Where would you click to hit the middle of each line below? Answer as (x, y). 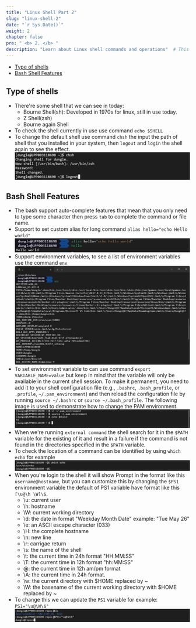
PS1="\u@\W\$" (32, 606)
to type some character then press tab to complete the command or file (100, 216)
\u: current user (42, 500)
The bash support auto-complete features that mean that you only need (101, 210)
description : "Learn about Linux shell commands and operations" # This (98, 50)
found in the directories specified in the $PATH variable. (80, 445)
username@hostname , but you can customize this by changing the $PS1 (97, 481)
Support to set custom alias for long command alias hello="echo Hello (101, 229)
